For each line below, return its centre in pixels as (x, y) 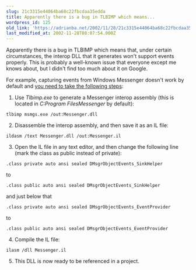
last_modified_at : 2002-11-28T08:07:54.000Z (61, 33)
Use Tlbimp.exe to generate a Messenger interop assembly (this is (94, 98)
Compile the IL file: (37, 240)
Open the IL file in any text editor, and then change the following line (97, 147)
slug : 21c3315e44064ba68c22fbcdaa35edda (56, 11)
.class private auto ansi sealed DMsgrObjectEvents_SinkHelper (85, 164)
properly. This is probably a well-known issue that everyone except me (91, 63)
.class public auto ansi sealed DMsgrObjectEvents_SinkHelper (83, 186)
